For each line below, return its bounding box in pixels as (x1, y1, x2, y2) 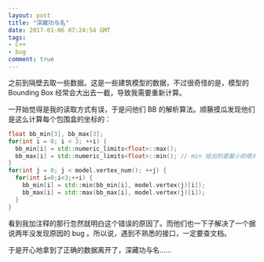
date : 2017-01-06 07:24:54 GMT (8, 26, 111, 34)
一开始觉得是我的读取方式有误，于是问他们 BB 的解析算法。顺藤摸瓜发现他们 (8, 104, 255, 114)
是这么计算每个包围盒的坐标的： (8, 114, 112, 124)
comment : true (8, 56, 55, 64)
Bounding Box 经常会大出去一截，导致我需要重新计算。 (8, 87, 186, 97)
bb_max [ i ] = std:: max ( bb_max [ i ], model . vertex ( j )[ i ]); (22, 188, 206, 197)
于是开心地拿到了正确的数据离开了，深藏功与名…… (8, 245, 172, 254)
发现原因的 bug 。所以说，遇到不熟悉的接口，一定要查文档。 (35, 228, 232, 238)
